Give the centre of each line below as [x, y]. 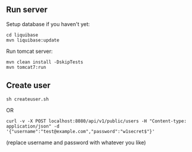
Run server [27, 10]
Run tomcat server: [30, 51]
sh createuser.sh [28, 99]
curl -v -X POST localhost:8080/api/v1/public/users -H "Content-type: [96, 121]
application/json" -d [33, 126]
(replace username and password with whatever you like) [76, 142]
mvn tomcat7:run [26, 67]
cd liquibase [22, 35]
